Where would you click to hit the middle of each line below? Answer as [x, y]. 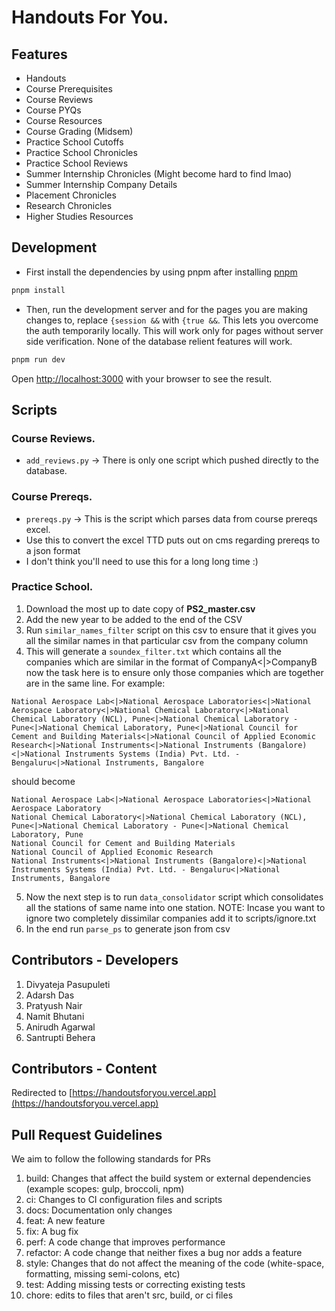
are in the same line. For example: [95, 683]
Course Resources [64, 120]
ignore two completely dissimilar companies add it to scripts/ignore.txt [171, 918]
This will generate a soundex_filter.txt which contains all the [153, 651]
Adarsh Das [50, 995]
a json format [53, 550]
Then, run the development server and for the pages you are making [166, 309]
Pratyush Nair [54, 1005]
